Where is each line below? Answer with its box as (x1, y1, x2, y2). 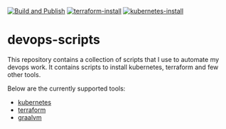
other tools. (7, 70, 41, 78)
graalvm (17, 113, 42, 121)
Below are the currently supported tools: (7, 84, 126, 93)
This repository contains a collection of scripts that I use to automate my (7, 55, 220, 63)
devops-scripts (7, 32, 101, 48)
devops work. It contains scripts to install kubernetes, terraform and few (7, 63, 219, 71)
